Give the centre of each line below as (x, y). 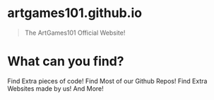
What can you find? (66, 61)
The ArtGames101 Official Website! (75, 33)
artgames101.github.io (75, 13)
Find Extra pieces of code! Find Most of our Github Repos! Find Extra (107, 81)
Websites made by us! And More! (55, 88)
